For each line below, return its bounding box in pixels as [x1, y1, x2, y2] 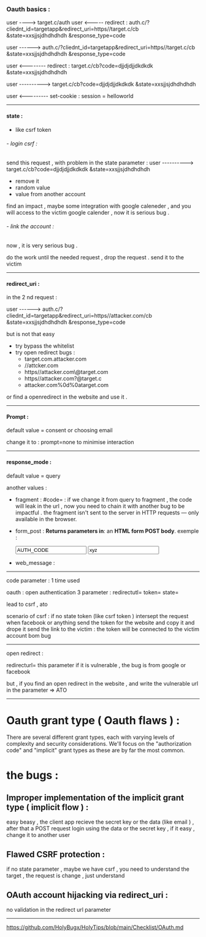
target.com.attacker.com [24, 355, 87, 363]
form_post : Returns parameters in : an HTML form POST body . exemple [15, 527, 199, 535]
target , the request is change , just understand [6, 872, 125, 879]
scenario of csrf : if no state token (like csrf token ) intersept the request [6, 612, 189, 619]
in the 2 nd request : [6, 294, 57, 301]
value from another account [15, 190, 86, 197]
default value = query [6, 472, 61, 480]
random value [15, 183, 50, 191]
